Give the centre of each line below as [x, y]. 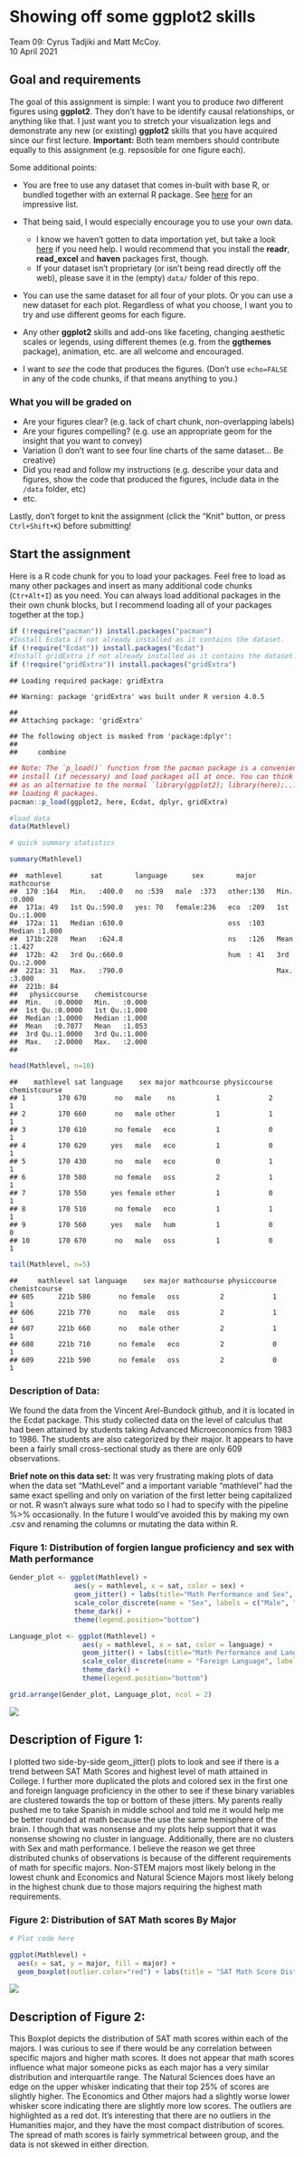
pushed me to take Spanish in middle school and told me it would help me [147, 1809]
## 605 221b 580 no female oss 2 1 [143, 1297]
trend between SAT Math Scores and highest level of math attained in [139, 1771]
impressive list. [50, 204]
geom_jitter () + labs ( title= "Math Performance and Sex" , [184, 1595]
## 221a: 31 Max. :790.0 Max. [152, 971]
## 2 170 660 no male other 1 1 [141, 1114]
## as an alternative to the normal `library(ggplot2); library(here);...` [155, 785]
